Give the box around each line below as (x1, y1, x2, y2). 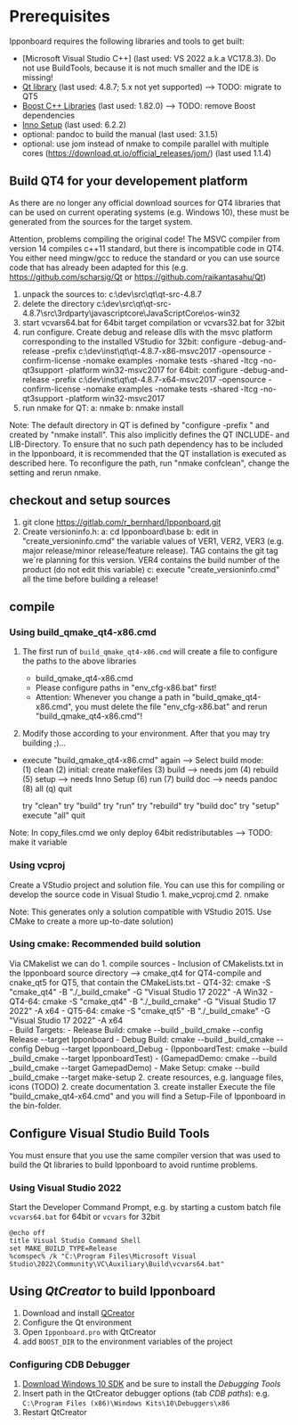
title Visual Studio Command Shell (9, 1236, 141, 1245)
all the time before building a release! (21, 573, 158, 584)
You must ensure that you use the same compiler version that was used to (9, 1149, 281, 1160)
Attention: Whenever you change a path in (35, 692, 190, 703)
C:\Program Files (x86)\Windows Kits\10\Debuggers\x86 (21, 1399, 230, 1408)
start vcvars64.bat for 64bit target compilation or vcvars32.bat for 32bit (21, 317, 286, 327)
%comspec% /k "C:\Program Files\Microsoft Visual (9, 1251, 197, 1261)
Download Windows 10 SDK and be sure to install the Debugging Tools (21, 1379, 281, 1389)
